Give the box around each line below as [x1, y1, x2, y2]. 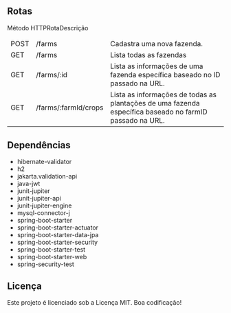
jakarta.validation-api [16, 172, 78, 181]
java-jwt [16, 179, 41, 188]
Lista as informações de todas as [109, 90, 217, 99]
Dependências [7, 139, 71, 151]
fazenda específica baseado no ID [109, 70, 221, 80]
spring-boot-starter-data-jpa [16, 231, 99, 239]
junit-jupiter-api [16, 194, 62, 203]
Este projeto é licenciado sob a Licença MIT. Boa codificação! [7, 298, 182, 306]
